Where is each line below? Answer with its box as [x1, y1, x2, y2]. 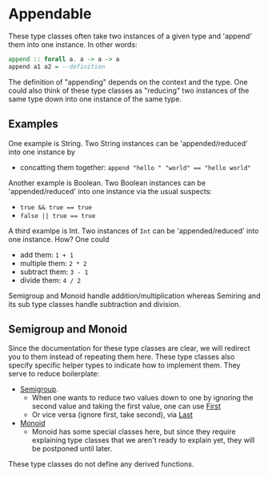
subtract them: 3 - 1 [19, 267, 89, 276]
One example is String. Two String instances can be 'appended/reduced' [8, 138, 248, 148]
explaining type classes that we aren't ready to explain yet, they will [31, 435, 255, 445]
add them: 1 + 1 [19, 249, 74, 260]
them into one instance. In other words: [8, 39, 138, 49]
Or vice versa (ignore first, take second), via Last [31, 410, 194, 419]
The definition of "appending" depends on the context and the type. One [8, 77, 248, 86]
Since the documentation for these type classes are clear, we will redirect [8, 344, 250, 353]
